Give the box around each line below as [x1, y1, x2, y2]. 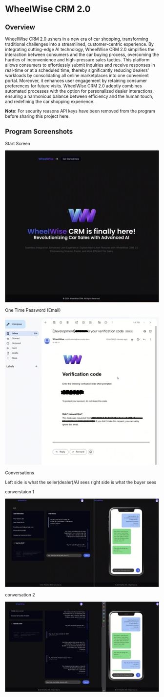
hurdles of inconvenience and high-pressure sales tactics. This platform [5, 57, 150, 62]
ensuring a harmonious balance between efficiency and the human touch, [5, 93, 154, 99]
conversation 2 [5, 591, 35, 597]
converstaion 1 [5, 488, 35, 494]
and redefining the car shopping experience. [5, 99, 95, 104]
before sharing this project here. [5, 113, 70, 119]
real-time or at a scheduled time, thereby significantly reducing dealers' [5, 67, 149, 73]
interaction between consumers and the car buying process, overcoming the [5, 52, 159, 57]
